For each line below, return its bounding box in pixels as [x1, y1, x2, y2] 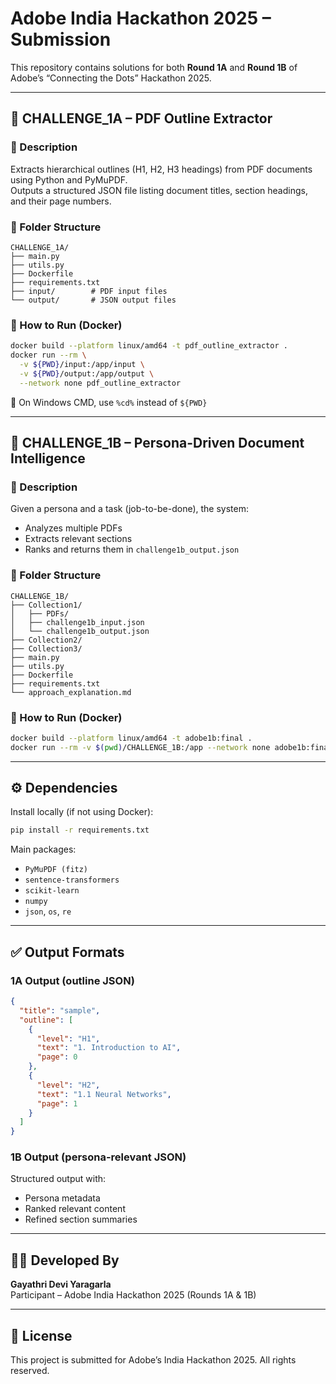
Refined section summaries [24, 1213, 138, 1226]
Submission [10, 28, 112, 51]
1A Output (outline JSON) [10, 973, 135, 987]
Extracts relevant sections [24, 533, 133, 545]
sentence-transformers [24, 875, 120, 886]
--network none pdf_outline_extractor [19, 378, 182, 388]
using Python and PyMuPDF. [10, 173, 128, 186]
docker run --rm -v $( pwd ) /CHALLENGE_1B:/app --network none [10, 742, 271, 752]
